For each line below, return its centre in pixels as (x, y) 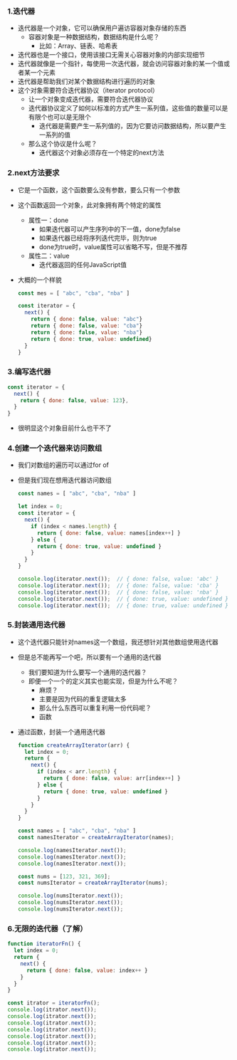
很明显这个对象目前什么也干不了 (64, 428)
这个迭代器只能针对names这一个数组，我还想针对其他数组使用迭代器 (118, 641)
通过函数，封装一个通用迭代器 (61, 732)
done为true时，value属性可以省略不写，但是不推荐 (113, 246)
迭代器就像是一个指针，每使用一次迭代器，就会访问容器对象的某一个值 (121, 64)
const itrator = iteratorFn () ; (54, 1003)
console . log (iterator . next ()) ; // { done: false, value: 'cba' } (118, 585)
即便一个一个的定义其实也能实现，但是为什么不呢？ (103, 681)
